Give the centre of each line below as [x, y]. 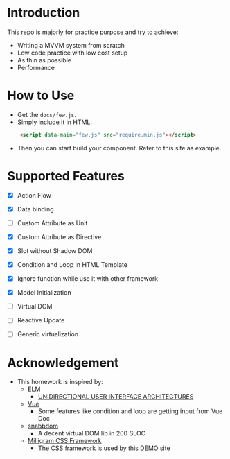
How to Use [41, 96]
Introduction [44, 13]
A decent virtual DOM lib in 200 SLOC [92, 433]
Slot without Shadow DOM [55, 250]
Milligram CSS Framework [64, 441]
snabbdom [43, 426]
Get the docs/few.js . [46, 114]
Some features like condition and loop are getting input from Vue [130, 411]
